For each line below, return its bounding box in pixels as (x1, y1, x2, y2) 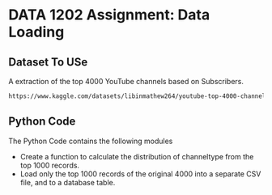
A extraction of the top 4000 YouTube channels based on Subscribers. (8, 77, 244, 86)
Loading (8, 23, 65, 41)
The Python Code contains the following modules (8, 136, 173, 146)
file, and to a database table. (19, 177, 116, 187)
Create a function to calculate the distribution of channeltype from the (19, 151, 254, 161)
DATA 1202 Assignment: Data (8, 6, 210, 24)
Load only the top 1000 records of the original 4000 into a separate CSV (19, 168, 261, 179)
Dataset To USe (8, 55, 88, 69)
